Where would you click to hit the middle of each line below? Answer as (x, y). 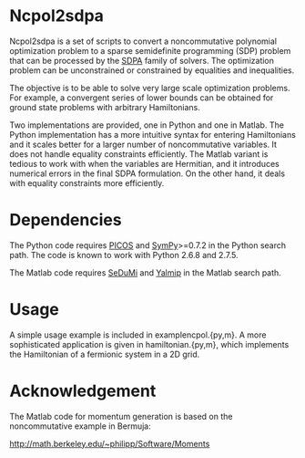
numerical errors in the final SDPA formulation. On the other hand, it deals (147, 173)
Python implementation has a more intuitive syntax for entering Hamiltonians (152, 134)
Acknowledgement (83, 391)
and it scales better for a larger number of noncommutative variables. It (143, 144)
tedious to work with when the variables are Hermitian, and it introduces (144, 163)
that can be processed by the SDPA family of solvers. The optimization (142, 60)
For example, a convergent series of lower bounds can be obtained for (142, 98)
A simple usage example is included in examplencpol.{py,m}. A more (138, 335)
